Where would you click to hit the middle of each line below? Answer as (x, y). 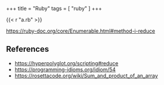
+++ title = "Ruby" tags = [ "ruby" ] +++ (54, 8)
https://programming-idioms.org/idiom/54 (65, 69)
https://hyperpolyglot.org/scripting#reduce (66, 63)
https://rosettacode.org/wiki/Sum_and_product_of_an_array (86, 76)
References (28, 49)
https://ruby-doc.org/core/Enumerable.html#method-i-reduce (81, 31)
